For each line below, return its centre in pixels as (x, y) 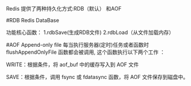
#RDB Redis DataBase (33, 20)
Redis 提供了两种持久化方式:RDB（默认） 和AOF (64, 8)
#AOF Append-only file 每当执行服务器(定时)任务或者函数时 (78, 45)
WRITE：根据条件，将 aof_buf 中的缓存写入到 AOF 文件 (73, 64)
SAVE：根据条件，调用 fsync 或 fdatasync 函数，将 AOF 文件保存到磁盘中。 (97, 77)
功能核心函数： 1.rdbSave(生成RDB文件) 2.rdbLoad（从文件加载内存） (90, 32)
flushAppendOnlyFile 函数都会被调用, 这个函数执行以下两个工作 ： (86, 52)
